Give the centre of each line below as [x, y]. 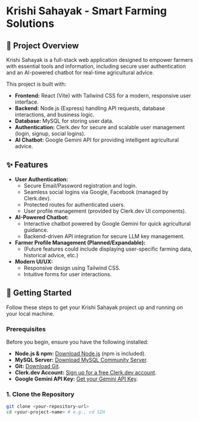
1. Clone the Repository [40, 394]
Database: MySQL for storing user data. [64, 121]
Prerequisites [26, 329]
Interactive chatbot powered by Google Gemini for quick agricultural [107, 223]
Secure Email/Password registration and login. [80, 185]
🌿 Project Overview [43, 46]
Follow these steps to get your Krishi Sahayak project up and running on [95, 307]
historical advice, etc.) [51, 255]
